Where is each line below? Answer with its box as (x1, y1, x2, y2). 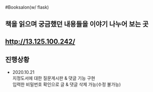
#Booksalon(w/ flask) (5, 4, 49, 10)
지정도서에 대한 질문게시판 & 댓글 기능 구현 (12, 75, 96, 81)
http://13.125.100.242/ (5, 37, 76, 45)
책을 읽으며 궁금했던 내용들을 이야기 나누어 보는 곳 (5, 20, 149, 28)
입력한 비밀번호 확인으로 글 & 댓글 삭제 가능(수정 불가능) (12, 81, 121, 87)
